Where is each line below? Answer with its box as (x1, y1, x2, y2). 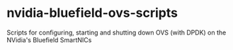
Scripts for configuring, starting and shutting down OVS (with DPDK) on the (6, 28, 227, 37)
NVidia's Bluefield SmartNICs (6, 35, 92, 44)
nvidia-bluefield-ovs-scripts (6, 5, 178, 21)
